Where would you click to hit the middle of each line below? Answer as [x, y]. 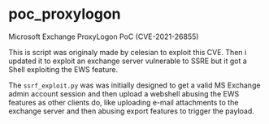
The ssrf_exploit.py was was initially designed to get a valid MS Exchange [134, 85]
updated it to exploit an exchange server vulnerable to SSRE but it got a [128, 61]
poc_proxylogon [65, 14]
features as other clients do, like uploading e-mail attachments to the [124, 102]
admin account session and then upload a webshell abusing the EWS [124, 93]
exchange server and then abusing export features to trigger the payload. [131, 111]
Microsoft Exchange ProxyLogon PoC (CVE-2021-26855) [104, 36]
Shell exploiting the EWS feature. [63, 69]
